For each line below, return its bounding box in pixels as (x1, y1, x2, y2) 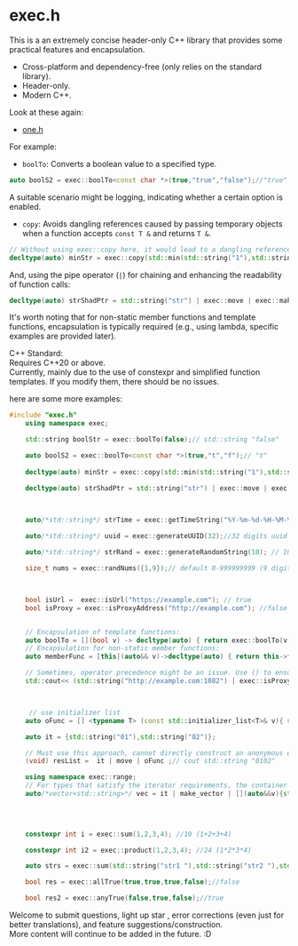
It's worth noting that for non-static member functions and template (9, 312, 256, 322)
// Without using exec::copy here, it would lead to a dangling (9, 245, 252, 254)
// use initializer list (28, 708, 122, 717)
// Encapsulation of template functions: (25, 627, 180, 636)
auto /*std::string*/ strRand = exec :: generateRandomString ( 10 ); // (25, 548, 279, 557)
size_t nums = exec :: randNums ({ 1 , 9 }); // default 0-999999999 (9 (25, 564, 268, 573)
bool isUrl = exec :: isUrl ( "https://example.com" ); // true (25, 595, 252, 604)
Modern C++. (21, 90, 73, 100)
